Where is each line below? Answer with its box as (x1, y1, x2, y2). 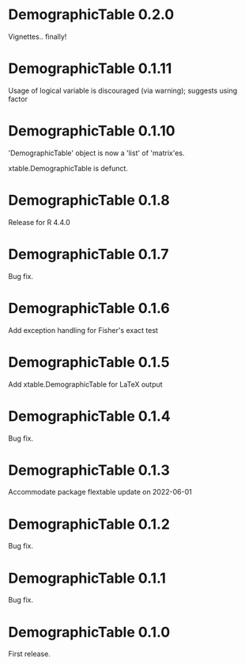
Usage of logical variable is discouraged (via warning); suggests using (8, 86, 238, 95)
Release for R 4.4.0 (8, 217, 71, 227)
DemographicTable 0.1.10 (8, 122, 175, 140)
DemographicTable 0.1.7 (8, 245, 169, 263)
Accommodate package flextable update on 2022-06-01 (8, 487, 192, 497)
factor (8, 94, 28, 104)
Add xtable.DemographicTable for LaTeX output (8, 379, 164, 389)
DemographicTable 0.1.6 (8, 299, 170, 317)
